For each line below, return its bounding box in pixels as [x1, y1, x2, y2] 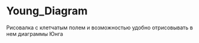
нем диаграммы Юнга [6, 30, 63, 37]
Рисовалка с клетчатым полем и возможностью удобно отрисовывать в [6, 24, 194, 31]
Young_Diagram [6, 4, 88, 18]
